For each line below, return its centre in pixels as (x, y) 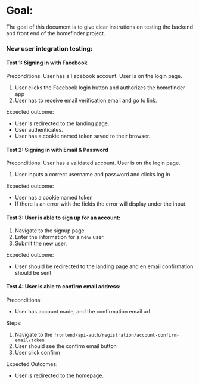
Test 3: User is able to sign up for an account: (63, 218)
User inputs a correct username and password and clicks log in (93, 175)
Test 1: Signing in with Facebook (47, 63)
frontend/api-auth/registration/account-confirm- (116, 335)
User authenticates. (39, 130)
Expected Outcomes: (32, 364)
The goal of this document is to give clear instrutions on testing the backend (100, 27)
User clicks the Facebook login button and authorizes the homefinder (100, 88)
